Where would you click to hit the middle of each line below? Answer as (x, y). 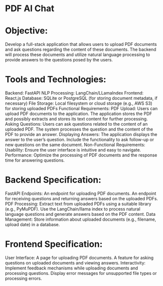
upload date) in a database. (32, 224)
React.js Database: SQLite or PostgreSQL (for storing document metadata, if (81, 98)
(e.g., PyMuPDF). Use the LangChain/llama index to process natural (73, 209)
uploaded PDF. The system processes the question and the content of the (79, 129)
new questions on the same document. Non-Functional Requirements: (75, 145)
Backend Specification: (53, 180)
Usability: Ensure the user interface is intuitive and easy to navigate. (73, 150)
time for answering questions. (35, 160)
